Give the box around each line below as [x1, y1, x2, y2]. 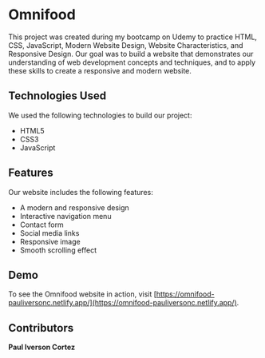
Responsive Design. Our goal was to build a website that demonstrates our [8, 49, 254, 58]
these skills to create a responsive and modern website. [8, 66, 192, 75]
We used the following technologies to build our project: [8, 110, 192, 120]
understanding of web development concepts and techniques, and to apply [8, 58, 256, 67]
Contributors [8, 321, 74, 335]
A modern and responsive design [19, 202, 129, 213]
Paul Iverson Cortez [8, 342, 76, 352]
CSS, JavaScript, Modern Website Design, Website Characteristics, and [8, 40, 243, 50]
